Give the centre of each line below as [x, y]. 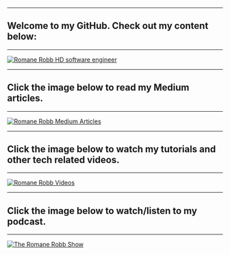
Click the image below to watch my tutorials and [112, 149]
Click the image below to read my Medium [98, 87]
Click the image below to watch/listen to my [102, 211]
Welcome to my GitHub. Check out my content [108, 26]
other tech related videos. [63, 160]
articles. [25, 98]
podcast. [27, 221]
